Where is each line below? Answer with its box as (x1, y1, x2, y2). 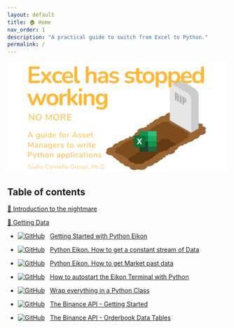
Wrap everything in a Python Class (50, 286, 150, 294)
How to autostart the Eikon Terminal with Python (50, 273, 189, 281)
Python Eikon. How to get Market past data (50, 258, 174, 267)
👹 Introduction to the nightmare (7, 204, 97, 213)
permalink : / (7, 41, 46, 48)
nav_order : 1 (7, 26, 46, 33)
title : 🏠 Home (7, 18, 51, 26)
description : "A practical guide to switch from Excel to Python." (7, 34, 209, 41)
